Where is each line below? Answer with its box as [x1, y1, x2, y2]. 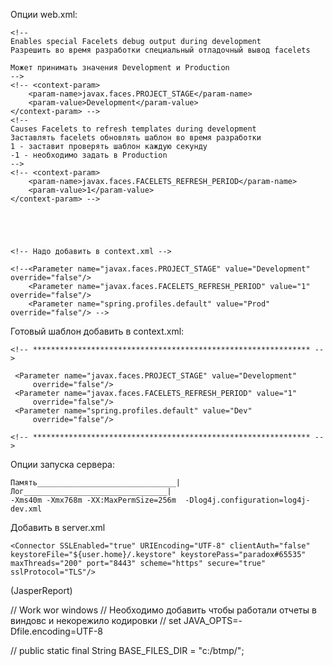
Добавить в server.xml [10, 522, 106, 533]
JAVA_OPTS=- [183, 615, 243, 626]
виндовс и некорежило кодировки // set [10, 615, 182, 626]
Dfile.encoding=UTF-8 [10, 625, 103, 637]
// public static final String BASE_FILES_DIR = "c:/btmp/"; [10, 645, 245, 656]
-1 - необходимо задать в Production [10, 150, 168, 160]
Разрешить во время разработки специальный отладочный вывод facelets [10, 45, 311, 55]
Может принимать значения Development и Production [10, 63, 230, 73]
